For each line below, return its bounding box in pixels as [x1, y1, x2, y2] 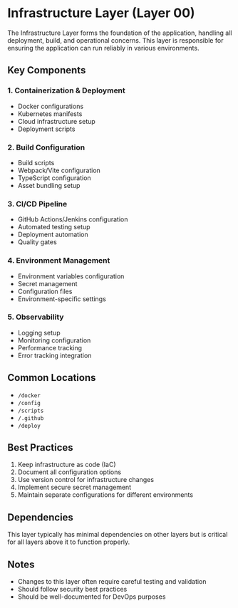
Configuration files [17, 287, 73, 295]
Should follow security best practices [17, 585, 128, 594]
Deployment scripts [17, 125, 76, 133]
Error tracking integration [17, 351, 92, 360]
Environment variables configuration [17, 272, 125, 281]
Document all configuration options [17, 468, 122, 476]
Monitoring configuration [17, 336, 91, 345]
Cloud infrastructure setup [17, 117, 96, 125]
